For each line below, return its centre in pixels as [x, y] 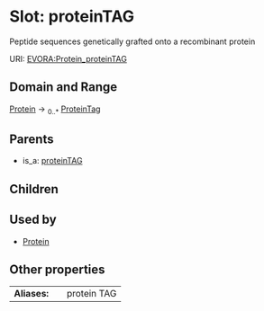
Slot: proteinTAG [72, 17]
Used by [33, 220]
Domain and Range [64, 87]
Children [34, 189]
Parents [32, 139]
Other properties [57, 269]
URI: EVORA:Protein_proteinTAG [68, 58]
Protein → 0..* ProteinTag [55, 110]
